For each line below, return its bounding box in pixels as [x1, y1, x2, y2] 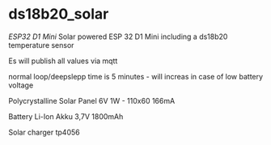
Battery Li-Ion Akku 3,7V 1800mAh [8, 111, 124, 122]
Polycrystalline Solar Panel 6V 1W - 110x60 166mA [8, 96, 176, 105]
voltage [8, 80, 34, 90]
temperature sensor [8, 40, 74, 49]
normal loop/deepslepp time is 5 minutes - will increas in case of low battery [8, 71, 264, 81]
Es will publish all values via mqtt [8, 56, 118, 66]
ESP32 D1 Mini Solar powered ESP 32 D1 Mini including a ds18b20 [8, 32, 228, 41]
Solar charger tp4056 [8, 127, 80, 137]
